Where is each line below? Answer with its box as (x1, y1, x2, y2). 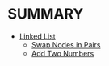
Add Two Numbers (31, 48, 94, 58)
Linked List (19, 31, 56, 41)
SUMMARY (7, 5, 84, 23)
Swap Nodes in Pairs (31, 39, 101, 49)
